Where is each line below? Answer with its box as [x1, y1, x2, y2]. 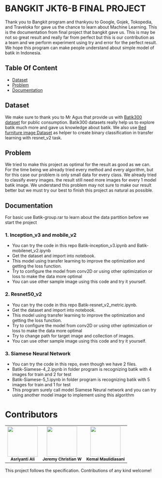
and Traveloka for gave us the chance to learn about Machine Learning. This [5, 24, 157, 30]
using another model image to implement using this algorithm [12, 392, 134, 398]
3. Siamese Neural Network [5, 350, 71, 357]
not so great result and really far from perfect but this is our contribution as [5, 34, 155, 40]
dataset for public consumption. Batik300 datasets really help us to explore [5, 119, 155, 125]
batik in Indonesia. [5, 49, 42, 56]
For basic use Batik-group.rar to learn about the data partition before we [5, 214, 149, 220]
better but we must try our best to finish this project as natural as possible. [5, 187, 154, 193]
